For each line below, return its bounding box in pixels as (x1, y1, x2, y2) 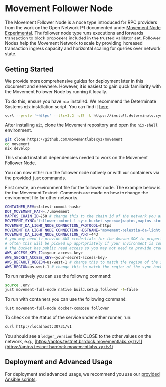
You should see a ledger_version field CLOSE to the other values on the (5, 333, 152, 339)
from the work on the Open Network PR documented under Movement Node (5, 24, 161, 30)
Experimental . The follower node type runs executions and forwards (5, 30, 144, 36)
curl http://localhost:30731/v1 (5, 324, 72, 329)
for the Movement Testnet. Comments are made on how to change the (5, 190, 148, 195)
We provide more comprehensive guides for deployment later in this (5, 78, 144, 84)
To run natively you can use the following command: (5, 273, 112, 279)
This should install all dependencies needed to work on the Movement (5, 155, 148, 161)
